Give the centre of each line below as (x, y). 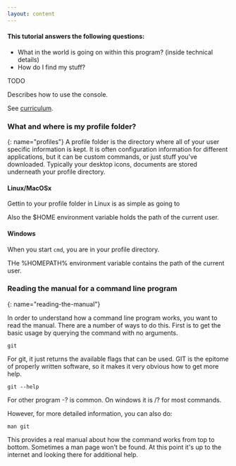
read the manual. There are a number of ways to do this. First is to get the (114, 325)
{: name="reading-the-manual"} (54, 304)
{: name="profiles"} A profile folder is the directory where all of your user (113, 142)
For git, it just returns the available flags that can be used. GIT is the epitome (118, 359)
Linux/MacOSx (30, 188)
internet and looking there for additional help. (73, 454)
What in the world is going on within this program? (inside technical (115, 52)
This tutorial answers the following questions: (76, 37)
